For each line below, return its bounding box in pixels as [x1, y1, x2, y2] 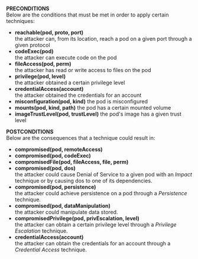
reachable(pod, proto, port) [14, 29, 84, 36]
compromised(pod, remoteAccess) [14, 146, 103, 153]
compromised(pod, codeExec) [14, 152, 92, 159]
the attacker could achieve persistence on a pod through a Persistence [14, 190, 187, 196]
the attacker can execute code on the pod [14, 54, 117, 61]
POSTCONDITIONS [6, 128, 54, 135]
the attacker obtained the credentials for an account [14, 91, 142, 99]
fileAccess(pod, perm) [14, 60, 72, 67]
